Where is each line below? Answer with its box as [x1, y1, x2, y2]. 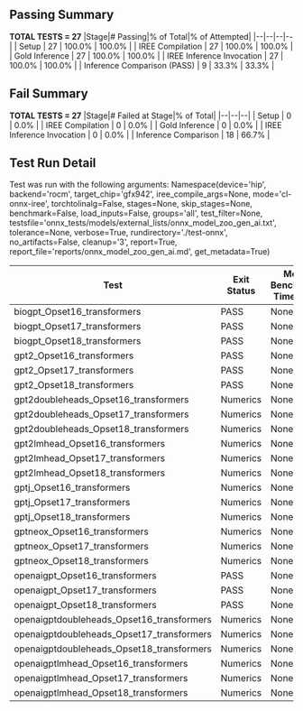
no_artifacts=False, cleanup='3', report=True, [9, 236, 178, 247]
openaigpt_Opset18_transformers [14, 599, 157, 612]
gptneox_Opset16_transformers [14, 525, 149, 538]
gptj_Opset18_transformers [14, 511, 131, 523]
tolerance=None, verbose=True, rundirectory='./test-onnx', [9, 227, 228, 238]
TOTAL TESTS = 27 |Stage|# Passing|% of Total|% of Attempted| [9, 31, 252, 42]
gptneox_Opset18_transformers [14, 555, 149, 568]
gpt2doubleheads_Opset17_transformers [14, 408, 189, 420]
